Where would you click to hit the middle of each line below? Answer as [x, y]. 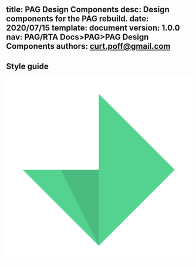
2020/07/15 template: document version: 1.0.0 [93, 28]
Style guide [27, 66]
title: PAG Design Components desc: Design [88, 10]
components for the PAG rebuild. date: [77, 19]
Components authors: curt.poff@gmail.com [88, 46]
